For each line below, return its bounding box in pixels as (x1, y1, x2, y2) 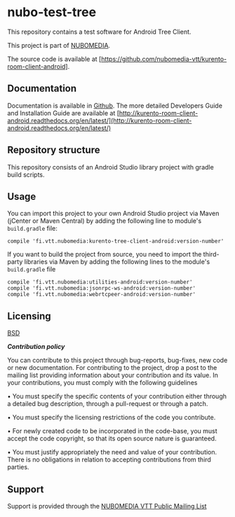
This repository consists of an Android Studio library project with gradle (7, 162, 214, 171)
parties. (7, 463, 29, 471)
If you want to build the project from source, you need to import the (7, 250, 202, 259)
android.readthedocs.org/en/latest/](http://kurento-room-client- (7, 116, 192, 125)
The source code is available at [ (7, 54, 102, 63)
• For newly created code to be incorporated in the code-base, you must (7, 427, 217, 435)
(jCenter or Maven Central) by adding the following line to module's (7, 217, 202, 225)
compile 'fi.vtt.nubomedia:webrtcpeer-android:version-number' (7, 291, 196, 298)
